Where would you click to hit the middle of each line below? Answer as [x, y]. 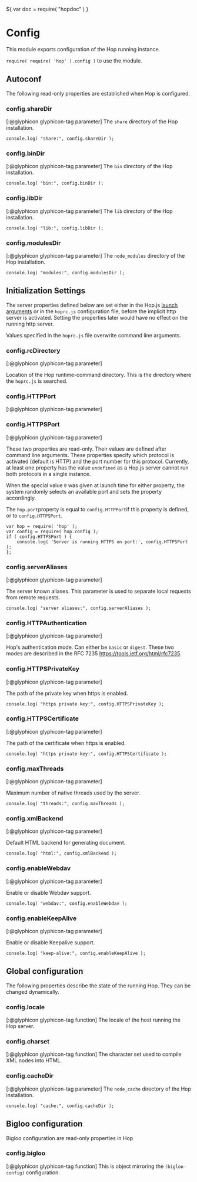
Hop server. [20, 1026]
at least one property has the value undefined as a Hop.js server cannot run [98, 467]
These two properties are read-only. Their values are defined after [86, 449]
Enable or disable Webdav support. [49, 892]
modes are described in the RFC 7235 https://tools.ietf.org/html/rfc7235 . [94, 654]
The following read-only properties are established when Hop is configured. [98, 93]
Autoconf [24, 79]
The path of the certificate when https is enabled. [66, 743]
